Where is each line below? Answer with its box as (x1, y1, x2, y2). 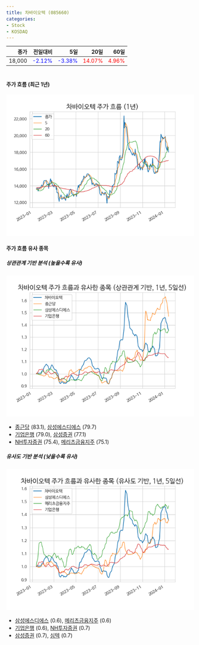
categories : (6, 16, 36, 22)
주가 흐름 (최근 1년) (6, 81, 50, 88)
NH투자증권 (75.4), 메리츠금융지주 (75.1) (14, 438, 109, 445)
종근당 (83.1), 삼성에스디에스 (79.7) (14, 423, 97, 430)
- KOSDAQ (6, 29, 28, 35)
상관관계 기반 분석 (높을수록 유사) (6, 259, 83, 267)
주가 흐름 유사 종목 (6, 244, 49, 252)
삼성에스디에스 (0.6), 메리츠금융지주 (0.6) (14, 616, 112, 624)
